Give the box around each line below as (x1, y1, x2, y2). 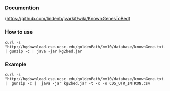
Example (5, 60, 27, 68)
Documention (5, 4, 39, 11)
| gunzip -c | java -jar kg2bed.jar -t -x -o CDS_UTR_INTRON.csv (5, 81, 151, 86)
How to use (5, 28, 33, 36)
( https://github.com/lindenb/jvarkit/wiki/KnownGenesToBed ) (5, 16, 131, 22)
